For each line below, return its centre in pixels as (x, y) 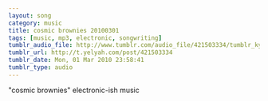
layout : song (30, 16)
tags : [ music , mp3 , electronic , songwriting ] (85, 38)
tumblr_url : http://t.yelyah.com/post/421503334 (91, 52)
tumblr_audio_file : (41, 45)
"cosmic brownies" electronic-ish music (74, 90)
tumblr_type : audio (41, 68)
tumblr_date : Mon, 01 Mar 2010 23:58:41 (77, 60)
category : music (35, 23)
